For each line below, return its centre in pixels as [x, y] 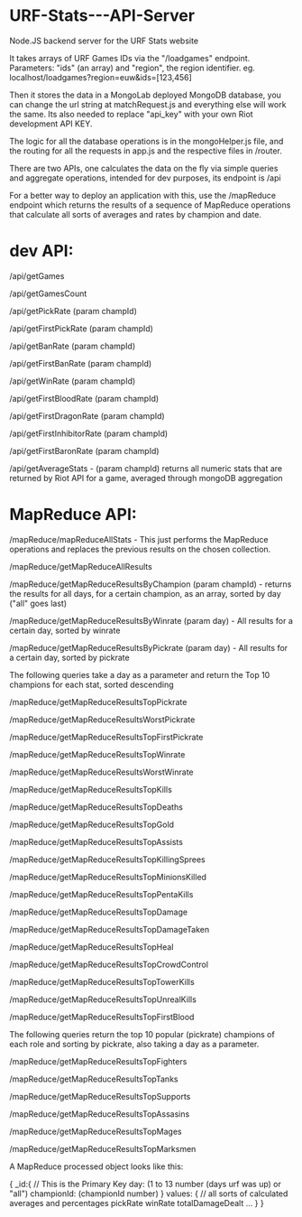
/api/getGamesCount [48, 293]
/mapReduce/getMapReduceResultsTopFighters [98, 1061]
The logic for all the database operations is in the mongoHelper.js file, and [146, 141]
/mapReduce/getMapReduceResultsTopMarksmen [103, 1148]
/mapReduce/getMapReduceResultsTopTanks [94, 1079]
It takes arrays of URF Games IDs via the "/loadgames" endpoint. [130, 58]
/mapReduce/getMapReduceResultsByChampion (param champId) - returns [151, 584]
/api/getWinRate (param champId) [73, 381]
